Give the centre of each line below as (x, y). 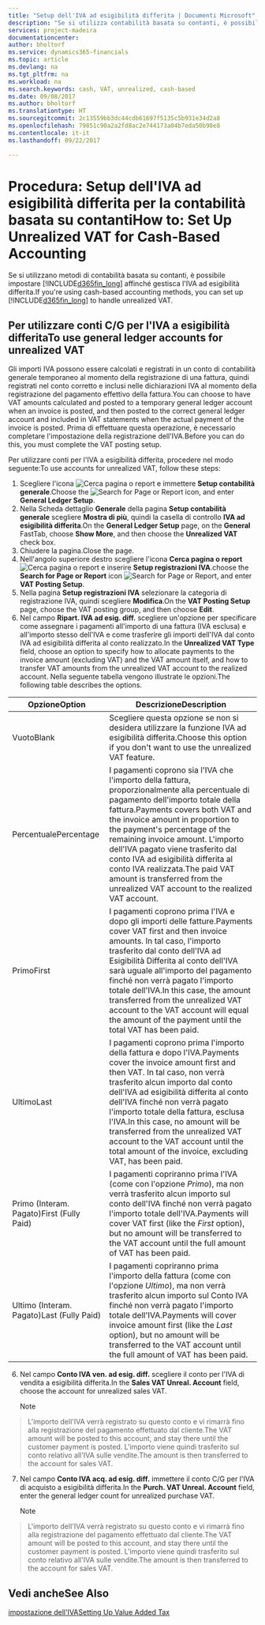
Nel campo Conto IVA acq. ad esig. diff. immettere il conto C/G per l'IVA (137, 1479)
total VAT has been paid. (154, 1030)
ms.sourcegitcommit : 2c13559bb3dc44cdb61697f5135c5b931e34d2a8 (114, 118)
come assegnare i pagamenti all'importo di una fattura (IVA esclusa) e (133, 626)
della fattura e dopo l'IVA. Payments (174, 1053)
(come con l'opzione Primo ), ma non (177, 1184)
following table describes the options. (81, 685)
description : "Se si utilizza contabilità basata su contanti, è (118, 23)
